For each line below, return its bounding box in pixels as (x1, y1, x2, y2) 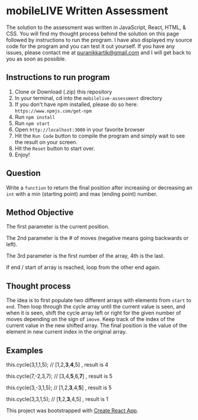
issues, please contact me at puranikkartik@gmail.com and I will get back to (6, 49, 191, 56)
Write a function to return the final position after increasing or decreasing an (6, 184, 193, 191)
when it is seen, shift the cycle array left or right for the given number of (6, 309, 181, 316)
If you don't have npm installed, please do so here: (14, 101, 138, 108)
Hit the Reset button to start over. (14, 145, 96, 152)
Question (6, 168, 41, 178)
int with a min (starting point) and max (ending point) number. (6, 190, 158, 197)
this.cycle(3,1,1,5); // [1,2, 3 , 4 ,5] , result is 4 (6, 361, 109, 368)
